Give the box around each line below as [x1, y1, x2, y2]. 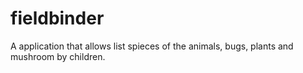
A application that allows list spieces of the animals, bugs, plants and [10, 40, 294, 52]
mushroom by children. [10, 50, 106, 62]
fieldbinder [10, 7, 105, 30]
